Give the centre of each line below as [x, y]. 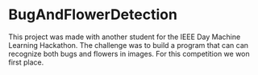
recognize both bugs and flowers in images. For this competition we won [129, 53]
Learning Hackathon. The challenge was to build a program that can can [128, 45]
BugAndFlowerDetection [93, 15]
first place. [26, 62]
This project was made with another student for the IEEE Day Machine [125, 37]
